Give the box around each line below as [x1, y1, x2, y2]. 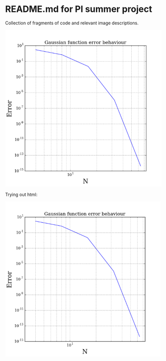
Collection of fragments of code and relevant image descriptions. [5, 20, 139, 26]
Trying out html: [5, 191, 38, 197]
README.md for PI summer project [5, 3, 153, 15]
